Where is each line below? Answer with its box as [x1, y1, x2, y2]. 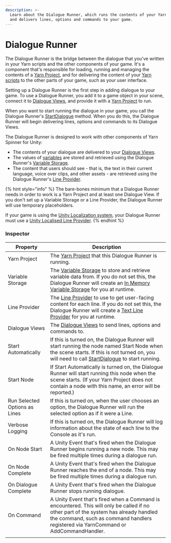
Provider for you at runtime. [50, 313, 116, 320]
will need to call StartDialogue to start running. [50, 355, 161, 362]
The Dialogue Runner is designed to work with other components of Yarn [5, 134, 158, 140]
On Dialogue [8, 481, 38, 488]
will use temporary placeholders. [5, 202, 74, 209]
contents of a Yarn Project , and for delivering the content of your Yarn [5, 72, 152, 78]
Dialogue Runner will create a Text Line [50, 306, 144, 313]
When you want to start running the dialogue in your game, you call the [5, 108, 154, 114]
